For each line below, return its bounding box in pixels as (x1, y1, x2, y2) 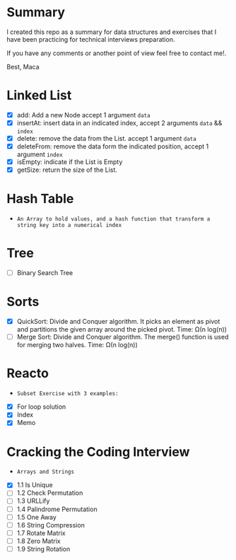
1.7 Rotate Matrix (16, 528, 66, 537)
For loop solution (16, 402, 66, 411)
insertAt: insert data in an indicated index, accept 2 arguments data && (16, 118, 223, 127)
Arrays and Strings (16, 468, 75, 476)
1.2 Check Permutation (16, 489, 83, 497)
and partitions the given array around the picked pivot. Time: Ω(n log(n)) (16, 325, 228, 334)
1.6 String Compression (16, 520, 85, 529)
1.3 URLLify (16, 496, 50, 506)
